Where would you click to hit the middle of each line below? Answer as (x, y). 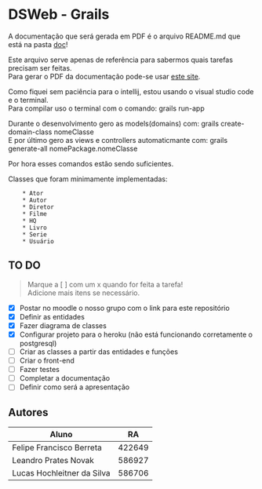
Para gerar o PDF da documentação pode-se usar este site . (104, 76)
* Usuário (38, 241)
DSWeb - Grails (59, 15)
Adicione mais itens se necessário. (83, 293)
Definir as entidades (52, 316)
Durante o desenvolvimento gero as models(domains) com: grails (114, 123)
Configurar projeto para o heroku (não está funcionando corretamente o (136, 334)
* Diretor (38, 207)
